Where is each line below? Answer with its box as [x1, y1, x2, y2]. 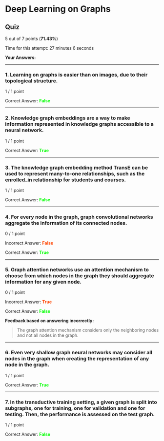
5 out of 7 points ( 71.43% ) [5, 36, 59, 41]
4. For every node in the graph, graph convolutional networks [5, 213, 153, 220]
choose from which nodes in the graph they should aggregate [5, 272, 154, 279]
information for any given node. [5, 279, 82, 286]
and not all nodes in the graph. [17, 332, 79, 338]
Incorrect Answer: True [5, 299, 52, 305]
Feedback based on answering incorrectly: [5, 318, 94, 324]
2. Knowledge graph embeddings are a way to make [5, 115, 130, 121]
